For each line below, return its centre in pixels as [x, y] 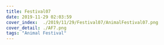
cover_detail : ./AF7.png [36, 28]
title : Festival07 [28, 11]
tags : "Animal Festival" [36, 33]
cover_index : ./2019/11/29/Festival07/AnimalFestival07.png [82, 22]
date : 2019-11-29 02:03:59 [39, 17]
